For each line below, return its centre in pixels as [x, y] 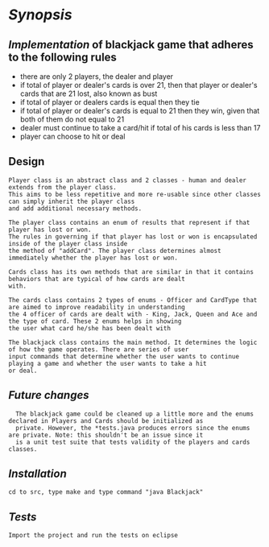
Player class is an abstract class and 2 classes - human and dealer [128, 180]
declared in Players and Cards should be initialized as [106, 421]
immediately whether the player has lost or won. [93, 258]
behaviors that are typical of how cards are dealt [97, 279]
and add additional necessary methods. [75, 208]
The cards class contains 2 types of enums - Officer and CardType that [133, 300]
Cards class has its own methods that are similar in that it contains [131, 271]
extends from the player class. [62, 187]
